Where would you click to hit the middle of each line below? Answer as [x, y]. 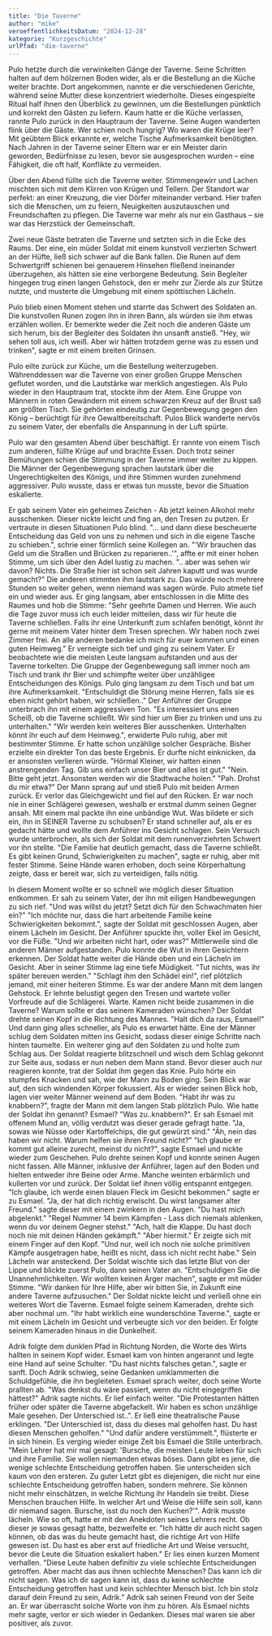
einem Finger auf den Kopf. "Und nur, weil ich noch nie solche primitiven [129, 1244]
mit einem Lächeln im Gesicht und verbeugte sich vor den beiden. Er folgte [134, 1322]
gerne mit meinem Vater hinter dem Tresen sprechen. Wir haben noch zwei [134, 631]
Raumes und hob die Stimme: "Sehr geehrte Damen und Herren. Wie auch [132, 605]
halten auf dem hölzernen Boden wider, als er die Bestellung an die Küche [132, 78]
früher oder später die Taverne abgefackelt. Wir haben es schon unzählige [133, 1407]
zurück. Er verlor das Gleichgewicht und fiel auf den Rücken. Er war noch [131, 796]
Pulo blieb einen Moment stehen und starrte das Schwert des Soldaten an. [133, 307]
